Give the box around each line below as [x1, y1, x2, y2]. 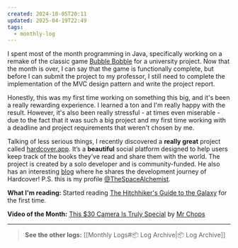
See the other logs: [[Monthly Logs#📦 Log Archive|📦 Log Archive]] [24, 231, 226, 239]
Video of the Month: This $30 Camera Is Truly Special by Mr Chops [7, 210, 205, 218]
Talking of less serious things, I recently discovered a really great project [7, 137, 221, 146]
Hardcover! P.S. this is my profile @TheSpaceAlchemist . [7, 175, 171, 184]
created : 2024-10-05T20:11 [7, 10, 87, 18]
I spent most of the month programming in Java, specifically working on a [7, 50, 222, 58]
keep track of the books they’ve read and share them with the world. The [7, 152, 220, 161]
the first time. [7, 196, 47, 205]
